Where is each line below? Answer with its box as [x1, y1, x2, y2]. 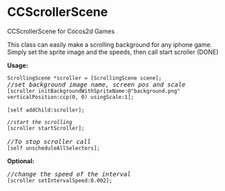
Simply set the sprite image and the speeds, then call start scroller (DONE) [7, 48, 219, 56]
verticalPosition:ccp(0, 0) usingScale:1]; [7, 93, 135, 100]
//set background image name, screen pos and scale [7, 80, 186, 89]
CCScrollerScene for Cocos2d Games [7, 27, 115, 35]
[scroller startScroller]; [7, 125, 85, 131]
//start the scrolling [7, 118, 72, 125]
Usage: [7, 61, 29, 69]
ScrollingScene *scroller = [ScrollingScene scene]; [7, 74, 162, 82]
